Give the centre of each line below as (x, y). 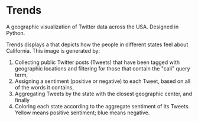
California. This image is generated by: (53, 50)
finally (22, 100)
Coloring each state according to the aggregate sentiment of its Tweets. (102, 106)
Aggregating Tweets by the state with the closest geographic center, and (103, 94)
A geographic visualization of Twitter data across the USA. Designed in (92, 27)
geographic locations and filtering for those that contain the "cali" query (102, 68)
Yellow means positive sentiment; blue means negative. (82, 113)
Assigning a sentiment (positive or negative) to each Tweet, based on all (103, 81)
